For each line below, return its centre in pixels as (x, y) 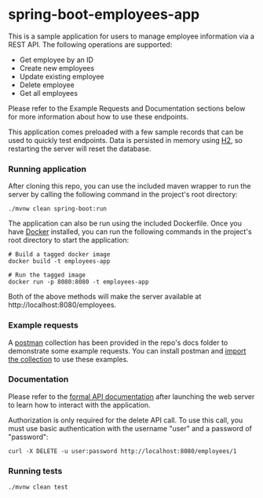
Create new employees (57, 68)
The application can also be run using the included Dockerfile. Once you (125, 223)
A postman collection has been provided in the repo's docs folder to (118, 342)
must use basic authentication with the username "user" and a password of (130, 428)
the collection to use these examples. (69, 359)
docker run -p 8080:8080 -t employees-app (79, 282)
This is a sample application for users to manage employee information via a (131, 36)
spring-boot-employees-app (104, 15)
